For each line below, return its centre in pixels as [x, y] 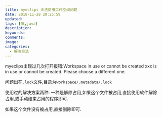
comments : [15, 38]
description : [19, 28]
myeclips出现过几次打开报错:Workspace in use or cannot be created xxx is [81, 66]
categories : [17, 47]
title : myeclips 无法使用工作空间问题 [41, 10]
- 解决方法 [19, 51]
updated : [14, 19]
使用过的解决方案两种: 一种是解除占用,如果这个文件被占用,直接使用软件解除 [81, 92]
